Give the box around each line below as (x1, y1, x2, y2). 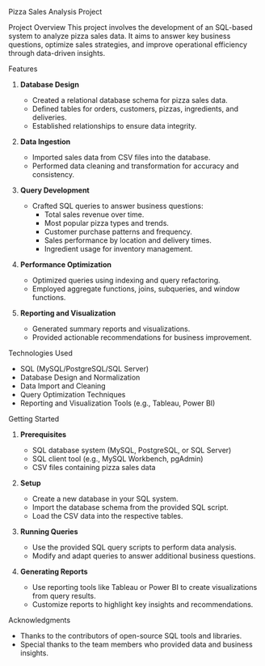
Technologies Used (8, 348, 73, 358)
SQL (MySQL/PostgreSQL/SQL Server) (19, 364, 149, 373)
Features (8, 64, 38, 74)
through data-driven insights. (8, 49, 106, 57)
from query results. (32, 591, 97, 600)
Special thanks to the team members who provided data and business (19, 639, 253, 649)
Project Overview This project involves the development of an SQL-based (8, 23, 253, 32)
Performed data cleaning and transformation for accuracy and (32, 161, 239, 171)
